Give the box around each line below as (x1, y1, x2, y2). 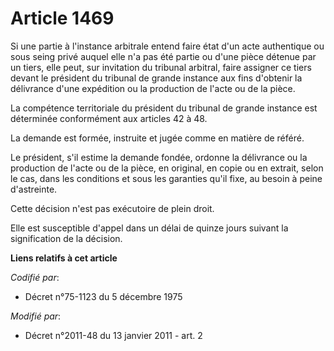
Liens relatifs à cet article (10, 252, 118, 264)
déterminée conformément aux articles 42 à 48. (10, 112, 208, 124)
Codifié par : (10, 271, 60, 283)
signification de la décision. (10, 232, 123, 244)
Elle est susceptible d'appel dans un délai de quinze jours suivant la (10, 222, 289, 234)
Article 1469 (10, 7, 115, 30)
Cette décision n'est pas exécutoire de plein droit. (10, 202, 215, 214)
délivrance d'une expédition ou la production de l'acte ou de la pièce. (10, 82, 296, 94)
